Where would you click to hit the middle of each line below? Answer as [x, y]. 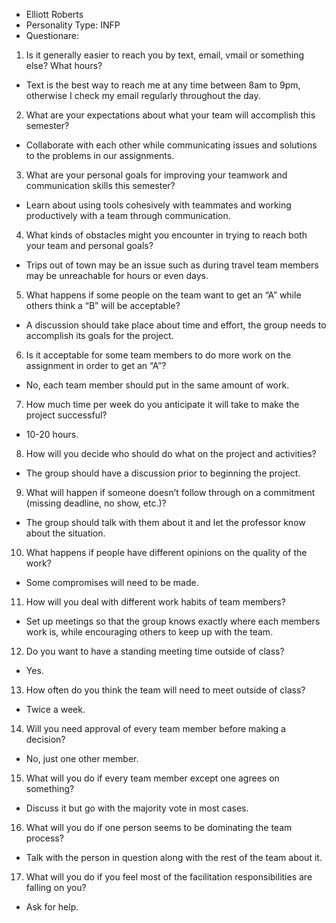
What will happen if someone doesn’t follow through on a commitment [170, 492]
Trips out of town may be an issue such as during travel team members [172, 265]
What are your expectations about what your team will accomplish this [170, 115]
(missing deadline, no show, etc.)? [96, 503]
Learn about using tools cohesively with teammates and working [158, 205]
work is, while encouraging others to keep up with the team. [149, 632]
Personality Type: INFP [73, 25]
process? [44, 838]
